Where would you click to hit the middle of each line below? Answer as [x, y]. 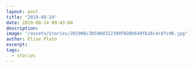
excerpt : [17, 45]
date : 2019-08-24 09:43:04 [40, 22]
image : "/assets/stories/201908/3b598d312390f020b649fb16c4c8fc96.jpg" [97, 34]
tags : [13, 50]
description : [22, 28]
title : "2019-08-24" [32, 17]
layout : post [22, 12]
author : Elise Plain [32, 39]
